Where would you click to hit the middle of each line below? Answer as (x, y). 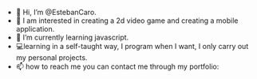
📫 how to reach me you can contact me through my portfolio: (117, 66)
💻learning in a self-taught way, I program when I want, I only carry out (132, 46)
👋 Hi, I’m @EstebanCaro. (56, 12)
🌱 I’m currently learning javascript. (72, 37)
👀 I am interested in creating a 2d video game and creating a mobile (127, 21)
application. (35, 29)
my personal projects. (51, 58)
